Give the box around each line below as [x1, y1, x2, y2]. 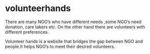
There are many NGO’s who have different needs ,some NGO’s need [5, 19, 142, 25]
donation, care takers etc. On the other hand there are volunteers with [5, 24, 145, 29]
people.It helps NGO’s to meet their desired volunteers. [5, 43, 115, 49]
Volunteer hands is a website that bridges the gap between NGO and [5, 38, 143, 44]
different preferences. [5, 29, 49, 35]
